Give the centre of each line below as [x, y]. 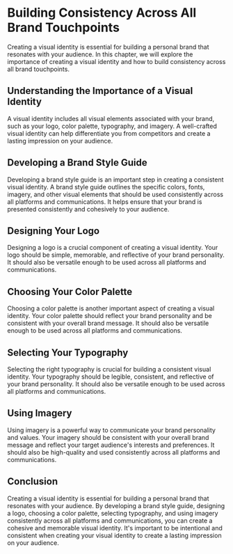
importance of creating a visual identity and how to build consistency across [116, 61]
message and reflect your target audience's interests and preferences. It [111, 445]
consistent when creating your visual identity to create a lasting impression [114, 535]
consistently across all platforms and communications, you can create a [110, 521]
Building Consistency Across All [102, 13]
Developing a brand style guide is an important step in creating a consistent [115, 180]
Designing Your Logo [53, 231]
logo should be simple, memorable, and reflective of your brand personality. [116, 255]
